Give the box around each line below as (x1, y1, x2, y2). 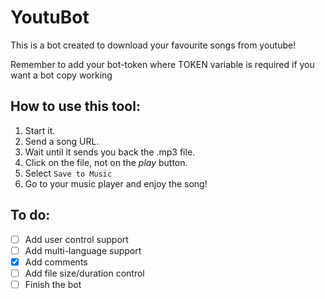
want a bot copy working (10, 69, 113, 81)
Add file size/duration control (24, 267, 145, 279)
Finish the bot (24, 278, 82, 290)
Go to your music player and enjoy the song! (24, 177, 208, 190)
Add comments (24, 256, 88, 268)
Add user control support (24, 233, 129, 245)
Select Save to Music (24, 167, 113, 179)
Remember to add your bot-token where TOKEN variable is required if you (10, 58, 315, 70)
